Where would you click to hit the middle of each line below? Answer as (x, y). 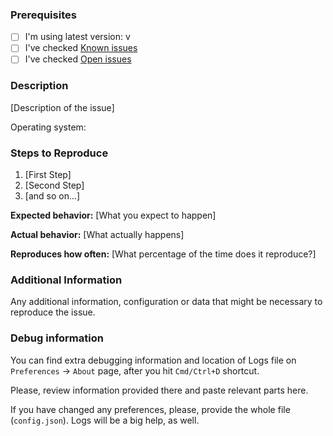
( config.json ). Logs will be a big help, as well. (105, 420)
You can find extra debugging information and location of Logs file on (153, 360)
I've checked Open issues (78, 59)
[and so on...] (52, 196)
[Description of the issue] (62, 107)
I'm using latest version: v (77, 37)
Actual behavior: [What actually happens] (97, 235)
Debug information (57, 338)
